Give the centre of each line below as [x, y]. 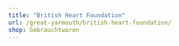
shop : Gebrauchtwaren [44, 30]
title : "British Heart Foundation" [67, 15]
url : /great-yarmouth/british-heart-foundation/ [90, 23]
